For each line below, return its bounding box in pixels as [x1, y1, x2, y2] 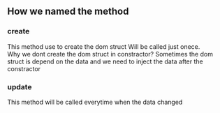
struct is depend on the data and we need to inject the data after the [7, 57, 204, 66]
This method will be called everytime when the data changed [7, 98, 183, 106]
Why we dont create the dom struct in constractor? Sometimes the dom [7, 50, 213, 58]
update [7, 82, 32, 91]
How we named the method [7, 6, 129, 17]
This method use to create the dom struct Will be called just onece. [7, 42, 200, 51]
